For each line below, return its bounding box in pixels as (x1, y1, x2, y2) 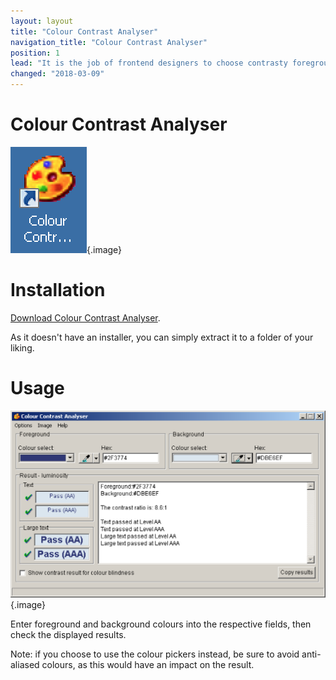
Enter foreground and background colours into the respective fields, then (10, 618, 312, 630)
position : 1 (10, 48, 60, 58)
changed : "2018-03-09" (10, 69, 105, 79)
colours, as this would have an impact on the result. (41, 658, 255, 670)
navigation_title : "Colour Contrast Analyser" (10, 37, 208, 47)
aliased (10, 658, 40, 670)
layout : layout (10, 16, 74, 26)
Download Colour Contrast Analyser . (10, 311, 161, 324)
